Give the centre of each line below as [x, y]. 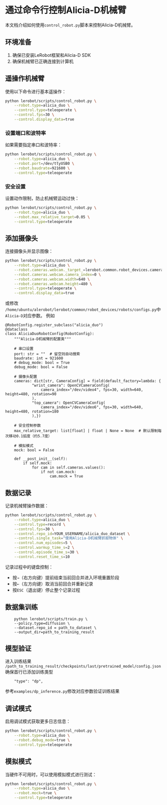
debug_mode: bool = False [41, 367]
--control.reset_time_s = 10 [42, 557]
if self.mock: [38, 463]
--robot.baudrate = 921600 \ [42, 168]
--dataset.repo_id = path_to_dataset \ [55, 628]
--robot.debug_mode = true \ [42, 740]
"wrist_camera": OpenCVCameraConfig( [71, 386]
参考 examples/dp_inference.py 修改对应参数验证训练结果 [62, 691]
